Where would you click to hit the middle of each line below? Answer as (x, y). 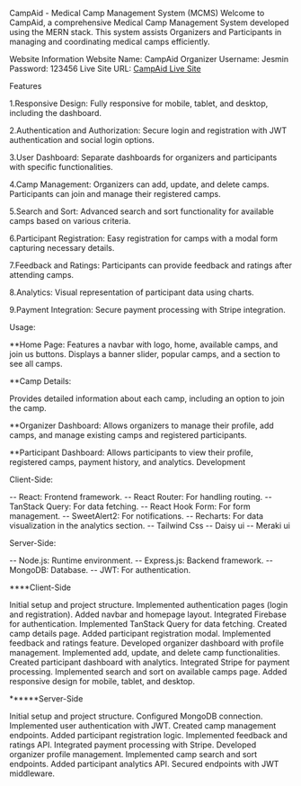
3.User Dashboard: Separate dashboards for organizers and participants (143, 157)
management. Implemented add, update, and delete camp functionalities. (145, 652)
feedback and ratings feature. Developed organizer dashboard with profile (147, 643)
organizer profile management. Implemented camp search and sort (133, 754)
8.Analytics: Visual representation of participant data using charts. (132, 292)
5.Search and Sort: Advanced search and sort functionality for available (142, 211)
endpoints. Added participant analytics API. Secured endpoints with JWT (144, 764)
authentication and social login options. (82, 140)
